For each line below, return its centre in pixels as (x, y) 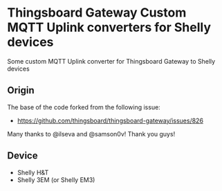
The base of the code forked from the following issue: (84, 107)
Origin (21, 90)
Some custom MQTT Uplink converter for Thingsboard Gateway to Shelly (111, 61)
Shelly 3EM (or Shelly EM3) (56, 180)
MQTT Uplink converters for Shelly (109, 27)
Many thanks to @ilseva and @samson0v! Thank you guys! (91, 134)
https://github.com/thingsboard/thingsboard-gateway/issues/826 (110, 120)
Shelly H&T (33, 172)
